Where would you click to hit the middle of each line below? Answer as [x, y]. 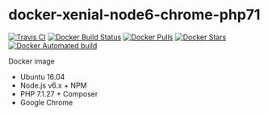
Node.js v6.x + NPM [53, 85]
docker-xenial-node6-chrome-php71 [134, 15]
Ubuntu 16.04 [42, 76]
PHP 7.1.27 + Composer [59, 93]
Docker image [31, 61]
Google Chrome [46, 102]
